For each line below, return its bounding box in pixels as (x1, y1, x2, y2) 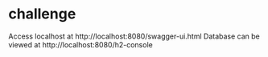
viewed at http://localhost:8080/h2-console (8, 39, 153, 49)
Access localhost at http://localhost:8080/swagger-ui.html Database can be (8, 31, 260, 41)
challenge (8, 5, 76, 23)
